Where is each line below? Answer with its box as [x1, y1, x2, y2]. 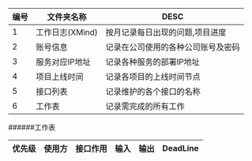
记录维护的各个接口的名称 [105, 86, 201, 97]
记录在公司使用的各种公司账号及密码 [105, 42, 241, 52]
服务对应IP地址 [36, 57, 91, 67]
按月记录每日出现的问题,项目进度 [105, 27, 227, 38]
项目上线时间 [36, 71, 85, 82]
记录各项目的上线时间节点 [105, 71, 201, 82]
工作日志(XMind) [36, 27, 99, 38]
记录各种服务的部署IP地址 [105, 57, 200, 67]
